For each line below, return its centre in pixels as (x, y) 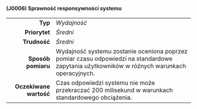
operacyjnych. (75, 73)
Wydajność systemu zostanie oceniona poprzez (122, 52)
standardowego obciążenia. (94, 98)
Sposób (39, 59)
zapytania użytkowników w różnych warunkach (121, 66)
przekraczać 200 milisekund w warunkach (114, 90)
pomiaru (38, 66)
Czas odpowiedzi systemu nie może (105, 83)
